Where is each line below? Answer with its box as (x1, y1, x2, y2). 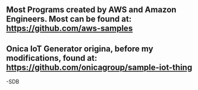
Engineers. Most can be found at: (6, 14, 132, 24)
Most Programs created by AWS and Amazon (6, 5, 177, 15)
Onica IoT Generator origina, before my (6, 44, 153, 54)
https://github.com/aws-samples (6, 23, 133, 33)
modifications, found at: (6, 53, 98, 63)
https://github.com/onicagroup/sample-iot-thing (6, 62, 193, 72)
